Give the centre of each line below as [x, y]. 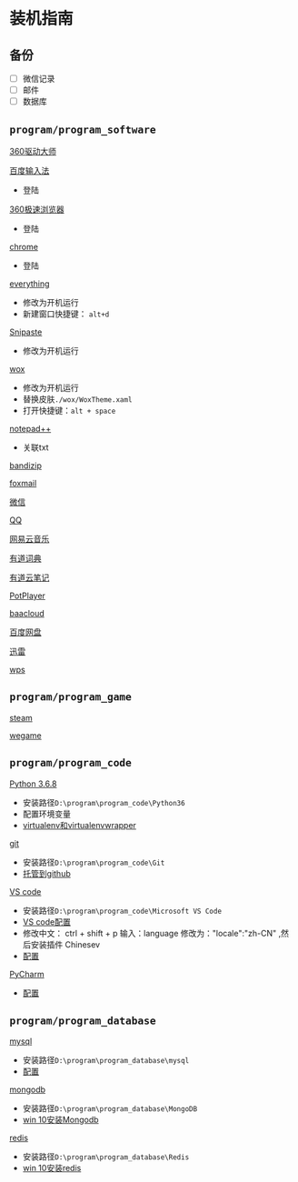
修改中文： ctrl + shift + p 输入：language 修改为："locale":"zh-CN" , [152, 933]
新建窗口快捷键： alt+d [66, 314]
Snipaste [26, 332]
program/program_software [83, 130]
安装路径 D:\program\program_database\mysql [106, 1060]
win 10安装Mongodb [60, 1120]
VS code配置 [46, 922]
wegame [26, 735]
